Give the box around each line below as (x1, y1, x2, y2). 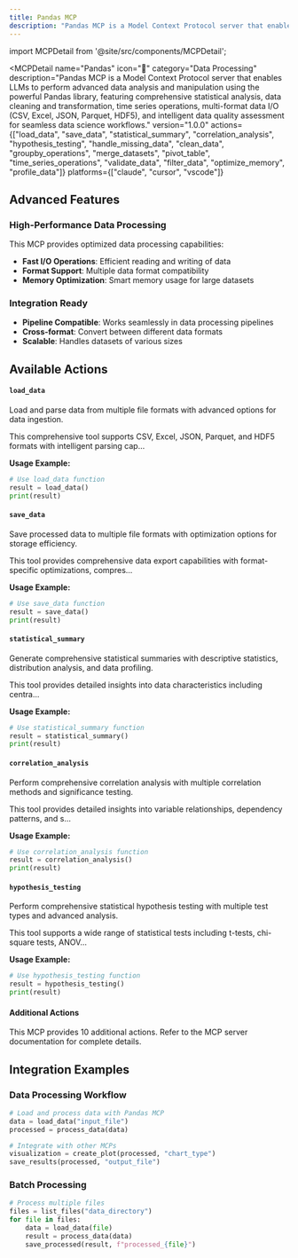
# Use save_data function (9, 599, 105, 608)
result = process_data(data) (25, 1231, 133, 1240)
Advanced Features (9, 192, 121, 207)
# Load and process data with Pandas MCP (9, 1108, 165, 1118)
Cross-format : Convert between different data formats (21, 326, 223, 337)
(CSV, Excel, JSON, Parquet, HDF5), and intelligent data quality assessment (9, 110, 286, 121)
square (9, 937, 35, 947)
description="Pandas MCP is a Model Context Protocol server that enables (9, 72, 282, 83)
